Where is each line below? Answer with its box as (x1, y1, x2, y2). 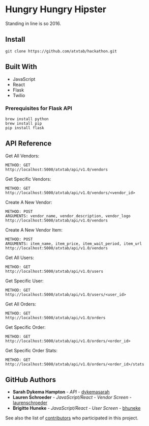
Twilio (12, 92, 25, 98)
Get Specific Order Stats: (5, 347, 57, 353)
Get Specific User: (5, 277, 44, 283)
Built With (5, 63, 37, 71)
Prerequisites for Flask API (5, 105, 72, 112)
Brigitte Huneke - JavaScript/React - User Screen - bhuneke (12, 405, 141, 411)
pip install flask (5, 125, 44, 130)
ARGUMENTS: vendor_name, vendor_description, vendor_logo (5, 213, 131, 218)
